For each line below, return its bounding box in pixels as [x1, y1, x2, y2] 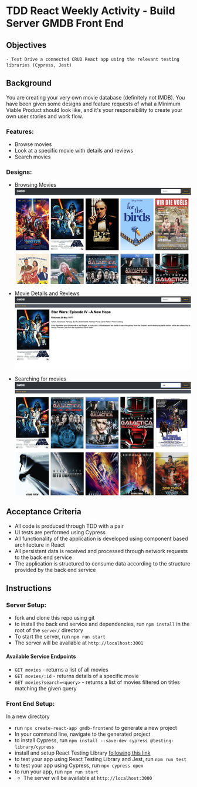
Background [6, 78, 52, 88]
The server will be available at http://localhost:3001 [14, 639, 144, 646]
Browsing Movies [14, 181, 57, 189]
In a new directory [6, 713, 50, 720]
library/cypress [14, 744, 55, 750]
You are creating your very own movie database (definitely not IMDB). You [6, 94, 185, 101]
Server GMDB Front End [6, 16, 124, 30]
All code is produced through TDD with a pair [14, 523, 124, 530]
